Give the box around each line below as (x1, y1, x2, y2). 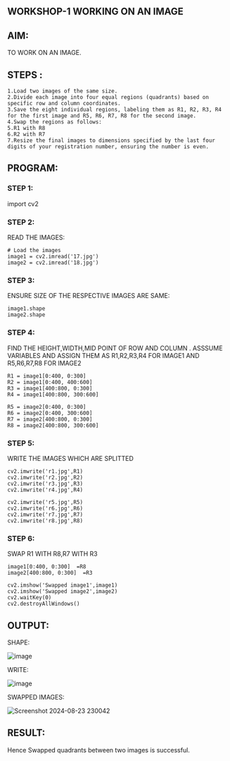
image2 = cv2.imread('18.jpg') (7, 259, 99, 266)
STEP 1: (7, 184, 34, 193)
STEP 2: (7, 217, 35, 227)
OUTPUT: (7, 619, 49, 631)
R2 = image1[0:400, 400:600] (7, 378, 93, 385)
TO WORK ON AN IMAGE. (7, 49, 82, 57)
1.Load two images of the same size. (7, 88, 118, 95)
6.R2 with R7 (7, 131, 46, 138)
